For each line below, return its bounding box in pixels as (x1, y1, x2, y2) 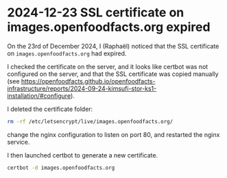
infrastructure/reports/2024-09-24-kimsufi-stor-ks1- (7, 84, 157, 92)
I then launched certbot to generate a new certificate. (7, 151, 158, 159)
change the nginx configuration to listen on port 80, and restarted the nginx (7, 130, 220, 138)
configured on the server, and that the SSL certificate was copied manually (7, 70, 219, 78)
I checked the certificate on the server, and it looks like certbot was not (7, 62, 208, 71)
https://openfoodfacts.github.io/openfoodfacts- (21, 77, 156, 85)
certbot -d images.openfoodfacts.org (7, 164, 115, 171)
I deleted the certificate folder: (7, 105, 93, 113)
